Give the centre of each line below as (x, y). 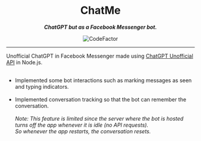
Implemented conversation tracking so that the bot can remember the (100, 99)
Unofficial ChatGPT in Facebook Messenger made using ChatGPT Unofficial (100, 56)
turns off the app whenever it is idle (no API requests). (81, 125)
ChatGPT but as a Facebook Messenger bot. (100, 27)
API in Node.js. (25, 62)
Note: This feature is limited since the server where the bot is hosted (99, 118)
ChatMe (100, 10)
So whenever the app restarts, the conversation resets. (83, 131)
